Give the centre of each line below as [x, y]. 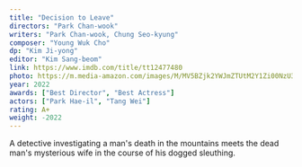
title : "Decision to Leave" [62, 18]
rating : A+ [30, 110]
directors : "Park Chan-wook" [64, 26]
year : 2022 [30, 84]
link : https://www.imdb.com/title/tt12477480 [96, 68]
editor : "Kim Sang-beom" [56, 59]
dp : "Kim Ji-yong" [44, 51]
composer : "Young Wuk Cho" [60, 43]
